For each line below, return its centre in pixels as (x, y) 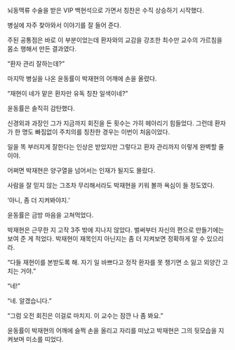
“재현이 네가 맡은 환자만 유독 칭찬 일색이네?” (68, 93)
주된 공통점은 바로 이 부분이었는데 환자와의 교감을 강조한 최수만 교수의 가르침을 (115, 40)
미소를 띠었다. (45, 339)
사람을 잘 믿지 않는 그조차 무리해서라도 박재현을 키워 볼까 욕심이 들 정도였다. (111, 185)
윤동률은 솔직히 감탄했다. (41, 108)
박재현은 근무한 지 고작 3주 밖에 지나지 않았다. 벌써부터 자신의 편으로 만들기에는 (116, 230)
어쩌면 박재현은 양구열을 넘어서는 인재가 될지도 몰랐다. (81, 170)
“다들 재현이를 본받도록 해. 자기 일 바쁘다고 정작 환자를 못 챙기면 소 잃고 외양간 (114, 262)
